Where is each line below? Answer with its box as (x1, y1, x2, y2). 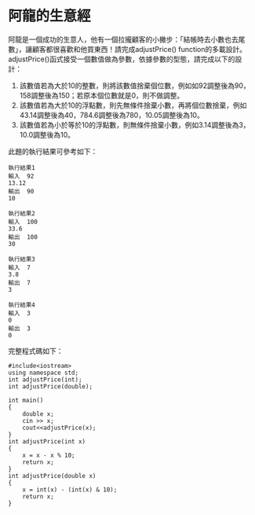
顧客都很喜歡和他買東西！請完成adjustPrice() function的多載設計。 (31, 44, 247, 53)
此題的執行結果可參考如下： (8, 146, 98, 156)
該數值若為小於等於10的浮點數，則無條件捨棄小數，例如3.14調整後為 (19, 120, 239, 130)
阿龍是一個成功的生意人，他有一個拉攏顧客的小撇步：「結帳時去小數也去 (8, 35, 239, 44)
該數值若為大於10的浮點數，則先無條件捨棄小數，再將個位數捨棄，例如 (19, 100, 247, 110)
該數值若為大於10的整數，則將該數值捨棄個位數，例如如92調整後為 (19, 80, 235, 90)
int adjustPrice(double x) (8, 472, 97, 480)
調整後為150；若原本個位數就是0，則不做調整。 (31, 90, 184, 100)
